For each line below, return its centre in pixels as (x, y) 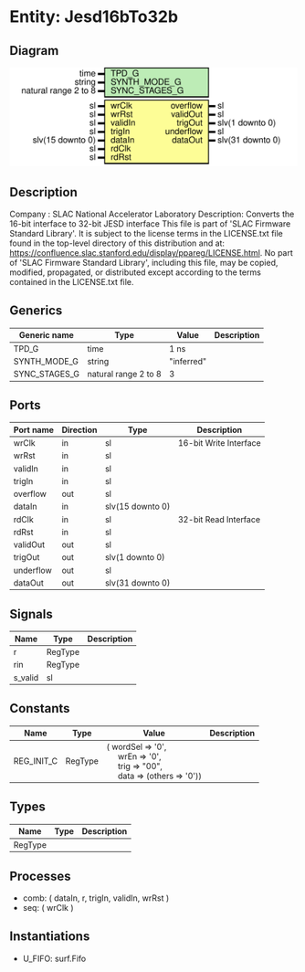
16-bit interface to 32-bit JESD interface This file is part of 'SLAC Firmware (150, 224)
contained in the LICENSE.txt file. (72, 282)
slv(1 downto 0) (135, 557)
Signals (31, 614)
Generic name (47, 335)
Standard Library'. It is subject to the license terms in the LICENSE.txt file (146, 234)
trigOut (26, 557)
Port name (34, 429)
